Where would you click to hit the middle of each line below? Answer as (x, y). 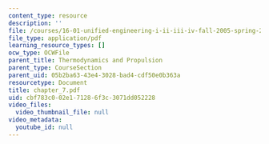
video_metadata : (35, 120)
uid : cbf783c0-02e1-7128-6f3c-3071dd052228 (82, 98)
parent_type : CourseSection (55, 68)
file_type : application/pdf (55, 38)
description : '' (35, 23)
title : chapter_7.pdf (44, 90)
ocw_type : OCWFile (39, 53)
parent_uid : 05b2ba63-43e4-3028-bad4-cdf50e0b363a (94, 75)
